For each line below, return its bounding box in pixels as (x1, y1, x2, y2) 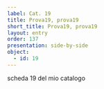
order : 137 (7, 36, 39, 43)
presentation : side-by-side (7, 42, 89, 49)
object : (7, 49, 30, 56)
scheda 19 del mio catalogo (7, 74, 85, 82)
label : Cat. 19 (7, 10, 51, 17)
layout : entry (7, 29, 49, 37)
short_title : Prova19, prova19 (7, 23, 98, 30)
